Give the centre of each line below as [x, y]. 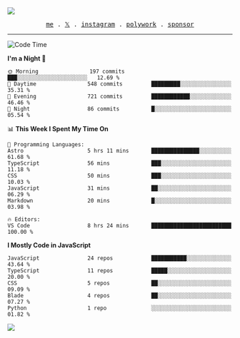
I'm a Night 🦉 [27, 58]
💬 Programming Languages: [46, 145]
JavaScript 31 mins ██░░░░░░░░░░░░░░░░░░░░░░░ [120, 188]
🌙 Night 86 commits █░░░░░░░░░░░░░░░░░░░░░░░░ [120, 109]
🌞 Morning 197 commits [66, 71]
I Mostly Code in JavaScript [49, 245]
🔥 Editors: [24, 220]
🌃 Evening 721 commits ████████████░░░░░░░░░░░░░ [120, 96]
